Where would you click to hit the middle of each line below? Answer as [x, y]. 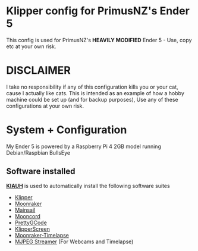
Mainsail [25, 210]
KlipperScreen [32, 229]
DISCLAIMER [39, 70]
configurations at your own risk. [45, 106]
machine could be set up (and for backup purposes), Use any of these [92, 99]
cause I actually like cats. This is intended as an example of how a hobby [95, 93]
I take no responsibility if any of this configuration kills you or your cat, [92, 87]
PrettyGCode [31, 222]
